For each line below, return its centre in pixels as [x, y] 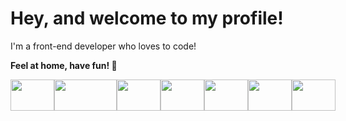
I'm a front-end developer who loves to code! [103, 46]
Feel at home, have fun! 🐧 [64, 65]
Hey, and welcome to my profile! [147, 18]
